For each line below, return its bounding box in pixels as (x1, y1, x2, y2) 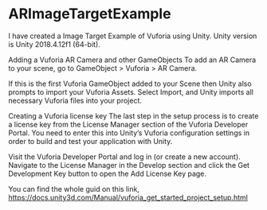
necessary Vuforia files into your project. (8, 95, 142, 105)
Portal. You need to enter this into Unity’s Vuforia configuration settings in (8, 128, 249, 138)
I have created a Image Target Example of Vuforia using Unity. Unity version (8, 31, 257, 41)
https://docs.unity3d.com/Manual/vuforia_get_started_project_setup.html (8, 192, 249, 202)
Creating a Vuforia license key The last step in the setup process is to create (8, 111, 259, 120)
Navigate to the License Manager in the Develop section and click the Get (8, 160, 249, 169)
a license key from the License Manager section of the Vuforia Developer (8, 119, 249, 129)
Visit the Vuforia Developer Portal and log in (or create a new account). (8, 152, 241, 161)
